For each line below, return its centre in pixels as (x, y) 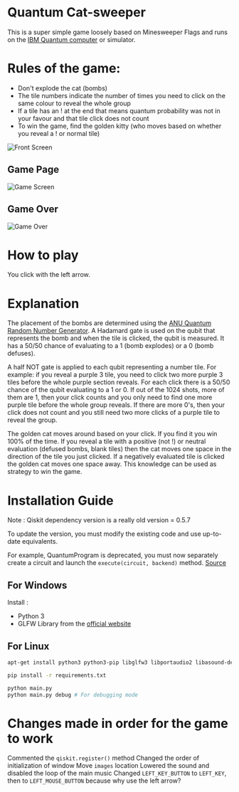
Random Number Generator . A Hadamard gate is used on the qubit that (111, 331)
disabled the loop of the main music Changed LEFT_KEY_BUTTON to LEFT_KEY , (117, 773)
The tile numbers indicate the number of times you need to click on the (122, 95)
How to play (43, 255)
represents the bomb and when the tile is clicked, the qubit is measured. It (116, 338)
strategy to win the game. (45, 472)
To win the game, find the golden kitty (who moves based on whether (119, 126)
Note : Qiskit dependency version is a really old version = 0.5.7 (99, 520)
